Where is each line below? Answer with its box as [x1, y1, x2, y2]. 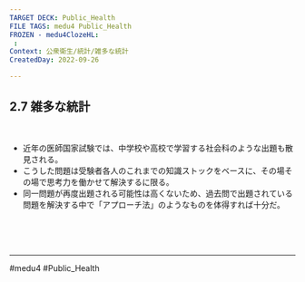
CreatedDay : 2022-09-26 [9, 55, 100, 64]
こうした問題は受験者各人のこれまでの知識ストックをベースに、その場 [22, 165, 285, 176]
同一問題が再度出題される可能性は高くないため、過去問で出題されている [22, 188, 293, 199]
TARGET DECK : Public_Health [9, 13, 116, 23]
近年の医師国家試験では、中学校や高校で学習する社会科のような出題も [22, 142, 286, 153]
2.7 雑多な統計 [9, 99, 91, 114]
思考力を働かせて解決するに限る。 [46, 176, 174, 187]
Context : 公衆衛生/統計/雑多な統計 [9, 47, 129, 56]
